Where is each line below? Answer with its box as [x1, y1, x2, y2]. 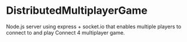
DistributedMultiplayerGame [6, 4, 148, 17]
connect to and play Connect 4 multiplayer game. [6, 29, 125, 36]
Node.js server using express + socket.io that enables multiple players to [6, 23, 182, 30]
